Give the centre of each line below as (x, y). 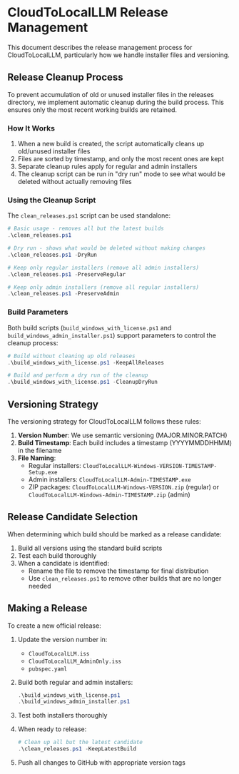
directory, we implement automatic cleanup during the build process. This (116, 102)
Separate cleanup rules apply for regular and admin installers (107, 167)
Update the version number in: (62, 639)
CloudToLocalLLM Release (88, 12)
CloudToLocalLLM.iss (59, 653)
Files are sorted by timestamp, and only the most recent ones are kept (121, 159)
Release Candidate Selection (73, 517)
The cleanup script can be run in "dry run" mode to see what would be (122, 174)
